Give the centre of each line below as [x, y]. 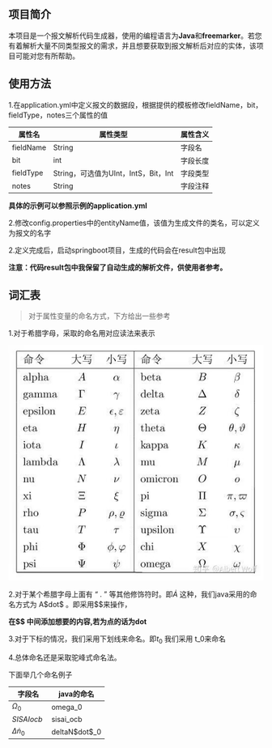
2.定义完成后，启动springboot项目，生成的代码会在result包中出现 [117, 250]
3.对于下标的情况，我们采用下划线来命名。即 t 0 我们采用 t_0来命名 [117, 640]
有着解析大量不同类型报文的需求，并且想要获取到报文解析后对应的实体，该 [132, 45]
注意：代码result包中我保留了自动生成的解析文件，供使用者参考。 [118, 267]
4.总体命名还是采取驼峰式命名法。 [65, 657]
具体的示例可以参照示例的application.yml [78, 206]
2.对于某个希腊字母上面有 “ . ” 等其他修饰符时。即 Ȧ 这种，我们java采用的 [130, 594]
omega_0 [67, 708]
